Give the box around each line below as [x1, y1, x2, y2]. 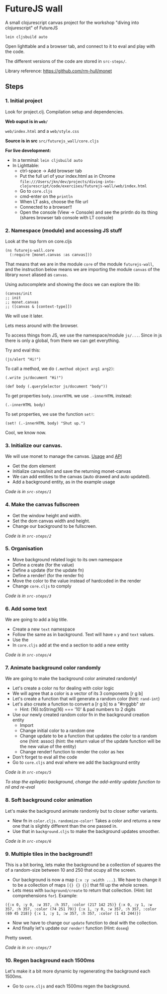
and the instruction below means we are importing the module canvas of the [5, 266, 160, 272]
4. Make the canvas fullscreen [5, 501, 80, 508]
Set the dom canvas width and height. [12, 518, 90, 524]
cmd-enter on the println [19, 193, 73, 199]
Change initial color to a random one [19, 727, 94, 734]
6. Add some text [5, 605, 47, 612]
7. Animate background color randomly [5, 664, 101, 671]
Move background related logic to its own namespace [12, 556, 123, 562]
